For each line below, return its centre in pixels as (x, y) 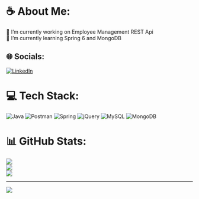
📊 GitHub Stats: (46, 141)
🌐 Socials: (25, 57)
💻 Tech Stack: (43, 96)
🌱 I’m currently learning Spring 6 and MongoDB (64, 38)
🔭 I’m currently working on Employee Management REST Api (80, 32)
